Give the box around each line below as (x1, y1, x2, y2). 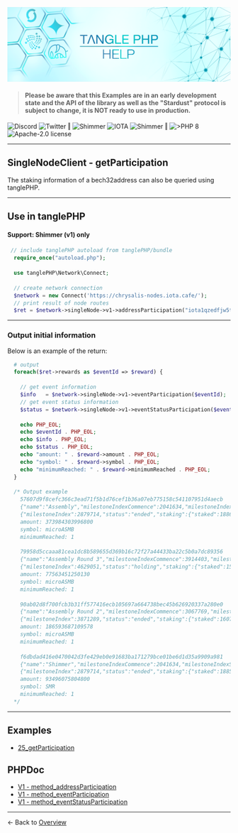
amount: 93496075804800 (20, 675, 91, 683)
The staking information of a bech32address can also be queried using (7, 175, 215, 184)
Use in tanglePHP (7, 210, 86, 223)
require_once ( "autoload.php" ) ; (13, 254, 106, 262)
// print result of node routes (13, 299, 110, 307)
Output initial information (7, 330, 96, 340)
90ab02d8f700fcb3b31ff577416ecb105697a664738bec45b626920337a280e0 (20, 601, 223, 608)
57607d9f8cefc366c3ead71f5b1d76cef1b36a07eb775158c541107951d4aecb (20, 496, 223, 503)
